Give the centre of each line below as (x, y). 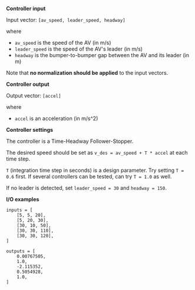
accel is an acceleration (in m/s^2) (56, 118)
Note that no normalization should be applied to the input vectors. (87, 73)
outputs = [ (21, 251)
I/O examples (23, 199)
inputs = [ (19, 210)
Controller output (28, 84)
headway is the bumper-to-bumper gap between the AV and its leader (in (102, 55)
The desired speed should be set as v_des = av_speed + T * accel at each (97, 153)
